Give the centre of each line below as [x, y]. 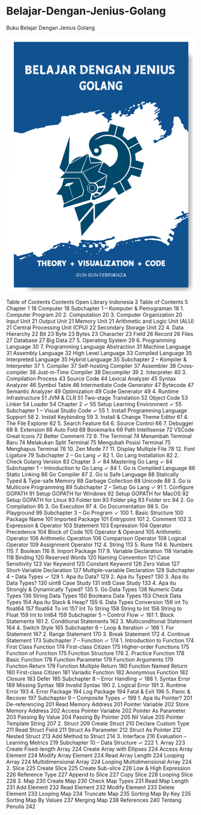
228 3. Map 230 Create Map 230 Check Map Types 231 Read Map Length [97, 781]
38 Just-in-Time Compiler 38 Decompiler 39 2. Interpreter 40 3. [108, 372]
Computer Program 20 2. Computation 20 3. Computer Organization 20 [94, 314]
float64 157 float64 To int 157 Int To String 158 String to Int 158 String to [94, 608]
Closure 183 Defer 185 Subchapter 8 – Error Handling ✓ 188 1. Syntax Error [98, 679]
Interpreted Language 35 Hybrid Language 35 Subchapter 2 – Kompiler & [97, 359]
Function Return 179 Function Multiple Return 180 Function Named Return [97, 666]
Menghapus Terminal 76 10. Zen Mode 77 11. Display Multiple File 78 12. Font [100, 448]
